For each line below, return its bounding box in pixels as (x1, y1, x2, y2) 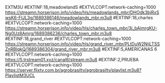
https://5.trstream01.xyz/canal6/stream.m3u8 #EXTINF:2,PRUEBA (5, 57, 139, 62)
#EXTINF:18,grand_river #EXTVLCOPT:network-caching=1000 (5, 36, 131, 41)
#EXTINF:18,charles (113, 15, 153, 20)
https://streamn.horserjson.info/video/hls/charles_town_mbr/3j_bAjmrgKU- (5, 25, 158, 31)
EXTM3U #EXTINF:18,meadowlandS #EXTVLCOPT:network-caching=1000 (5, 4, 157, 10)
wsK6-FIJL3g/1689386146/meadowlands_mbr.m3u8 (5, 15, 112, 20)
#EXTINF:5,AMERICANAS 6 (101, 46, 157, 52)
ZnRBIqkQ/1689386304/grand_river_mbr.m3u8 (5, 46, 101, 52)
